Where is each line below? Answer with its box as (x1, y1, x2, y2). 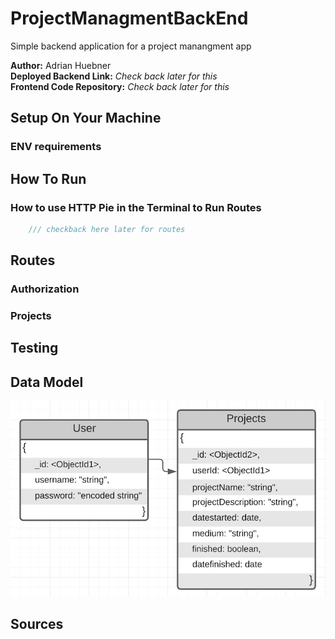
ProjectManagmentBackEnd (10, 7, 249, 30)
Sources (10, 616, 64, 633)
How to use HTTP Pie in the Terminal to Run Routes (10, 200, 262, 214)
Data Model (10, 373, 84, 391)
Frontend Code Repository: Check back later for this (10, 80, 230, 92)
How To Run (10, 170, 87, 187)
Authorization (10, 282, 80, 296)
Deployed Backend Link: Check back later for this (10, 70, 218, 82)
